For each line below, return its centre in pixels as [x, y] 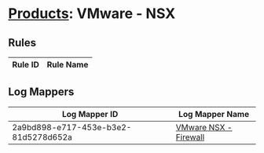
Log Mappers [41, 92]
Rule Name [68, 65]
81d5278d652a [42, 137]
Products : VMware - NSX [92, 14]
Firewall [190, 137]
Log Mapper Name [214, 114]
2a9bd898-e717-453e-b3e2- [72, 127]
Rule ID [26, 65]
